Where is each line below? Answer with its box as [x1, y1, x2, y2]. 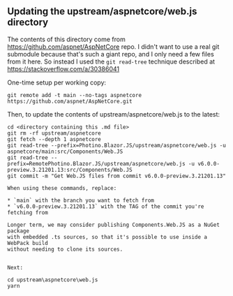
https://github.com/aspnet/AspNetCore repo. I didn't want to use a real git [7, 42, 220, 51]
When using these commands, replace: [7, 184, 117, 191]
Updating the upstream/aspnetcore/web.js [7, 6, 197, 17]
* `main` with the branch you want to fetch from [7, 197, 155, 204]
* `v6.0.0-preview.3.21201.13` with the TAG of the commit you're [7, 202, 204, 210]
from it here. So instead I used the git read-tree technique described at [7, 57, 215, 66]
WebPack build [7, 239, 49, 246]
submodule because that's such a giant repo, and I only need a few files [7, 50, 214, 58]
